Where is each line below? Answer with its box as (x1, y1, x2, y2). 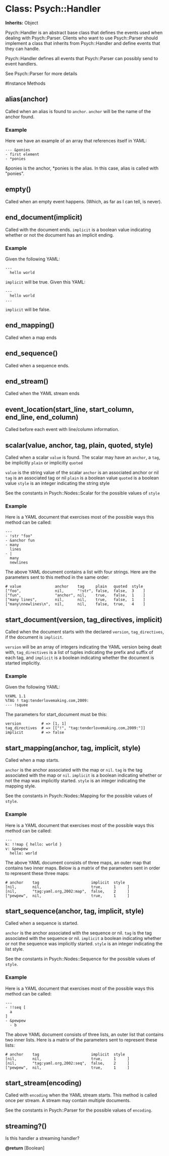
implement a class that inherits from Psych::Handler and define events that (5, 40, 160, 46)
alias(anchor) (5, 95, 48, 103)
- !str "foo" (5, 533, 33, 539)
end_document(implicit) (5, 213, 83, 222)
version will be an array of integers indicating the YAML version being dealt (5, 644, 162, 650)
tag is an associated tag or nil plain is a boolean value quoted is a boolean (5, 475, 159, 481)
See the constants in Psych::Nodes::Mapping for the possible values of (5, 793, 153, 799)
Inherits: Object (5, 20, 39, 26)
